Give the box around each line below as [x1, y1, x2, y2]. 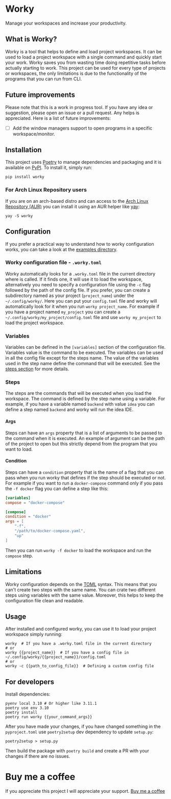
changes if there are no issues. [5, 753, 70, 760]
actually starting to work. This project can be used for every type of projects [5, 65, 166, 71]
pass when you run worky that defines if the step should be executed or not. [5, 474, 166, 480]
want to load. [5, 446, 33, 452]
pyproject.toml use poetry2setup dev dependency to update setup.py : [5, 729, 154, 735]
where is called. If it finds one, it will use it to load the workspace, [5, 276, 143, 282]
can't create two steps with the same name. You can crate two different [5, 586, 156, 593]
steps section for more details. [5, 366, 69, 372]
